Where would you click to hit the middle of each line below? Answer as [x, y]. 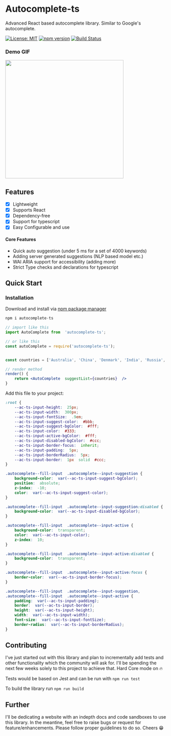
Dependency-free [31, 216]
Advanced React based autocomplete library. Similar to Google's [73, 23]
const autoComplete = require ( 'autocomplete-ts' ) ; [60, 346]
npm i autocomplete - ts [29, 318]
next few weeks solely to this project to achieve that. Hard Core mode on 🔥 [84, 668]
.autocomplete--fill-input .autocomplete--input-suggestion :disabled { [84, 507]
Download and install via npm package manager [56, 309]
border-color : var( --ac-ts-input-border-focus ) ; [68, 577]
